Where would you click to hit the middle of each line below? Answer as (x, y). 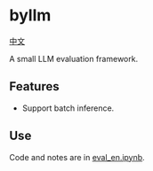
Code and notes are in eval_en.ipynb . (77, 157)
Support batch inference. (68, 108)
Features (34, 86)
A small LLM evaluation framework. (74, 58)
